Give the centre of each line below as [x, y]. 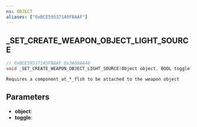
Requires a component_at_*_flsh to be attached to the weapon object [93, 80]
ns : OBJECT [19, 11]
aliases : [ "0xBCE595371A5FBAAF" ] [47, 17]
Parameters [28, 97]
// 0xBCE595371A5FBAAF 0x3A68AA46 [48, 63]
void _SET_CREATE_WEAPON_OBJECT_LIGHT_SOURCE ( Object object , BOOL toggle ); [101, 69]
